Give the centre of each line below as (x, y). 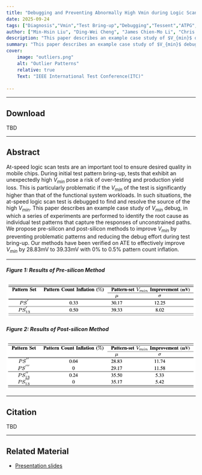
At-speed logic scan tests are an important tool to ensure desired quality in (99, 167)
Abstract (23, 153)
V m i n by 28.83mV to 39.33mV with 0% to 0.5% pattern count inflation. (93, 250)
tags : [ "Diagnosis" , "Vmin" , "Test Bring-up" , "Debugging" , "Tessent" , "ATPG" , (102, 25)
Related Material (38, 451)
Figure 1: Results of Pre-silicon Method (56, 270)
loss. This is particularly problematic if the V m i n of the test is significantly (96, 188)
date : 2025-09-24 (28, 19)
